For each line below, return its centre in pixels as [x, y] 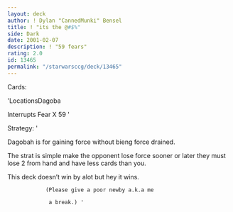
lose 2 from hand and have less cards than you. [77, 163]
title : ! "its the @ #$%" [44, 27]
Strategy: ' [22, 128]
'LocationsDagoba [34, 101]
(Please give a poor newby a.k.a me [99, 190]
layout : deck [27, 14]
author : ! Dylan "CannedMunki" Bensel [65, 21]
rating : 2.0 [25, 54]
